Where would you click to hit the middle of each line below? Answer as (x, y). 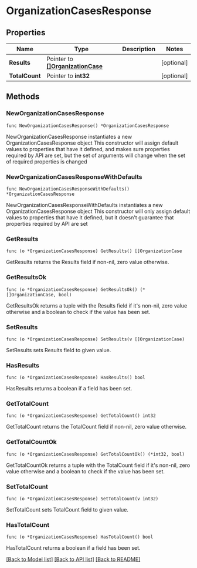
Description (139, 49)
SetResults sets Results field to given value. (59, 350)
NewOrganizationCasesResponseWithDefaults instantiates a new (84, 205)
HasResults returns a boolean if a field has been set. (69, 389)
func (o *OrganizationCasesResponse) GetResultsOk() (72, 289)
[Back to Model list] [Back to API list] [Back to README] (73, 559)
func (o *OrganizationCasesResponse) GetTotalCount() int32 (81, 416)
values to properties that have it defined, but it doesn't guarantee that (90, 217)
